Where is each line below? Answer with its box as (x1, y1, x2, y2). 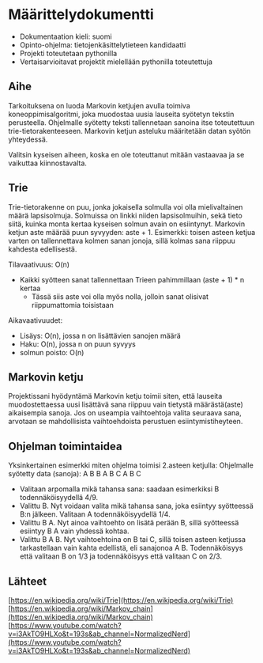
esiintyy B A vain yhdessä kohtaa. (19, 526, 130, 536)
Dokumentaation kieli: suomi (19, 32, 112, 41)
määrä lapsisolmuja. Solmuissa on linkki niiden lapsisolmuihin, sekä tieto (8, 210, 242, 220)
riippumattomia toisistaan (31, 300, 115, 309)
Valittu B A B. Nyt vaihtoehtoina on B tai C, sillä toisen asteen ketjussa (19, 535, 246, 544)
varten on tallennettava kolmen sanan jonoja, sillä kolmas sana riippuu (8, 236, 235, 245)
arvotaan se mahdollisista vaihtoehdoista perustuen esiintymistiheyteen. (8, 417, 243, 426)
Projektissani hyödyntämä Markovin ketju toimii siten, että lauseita (8, 392, 223, 401)
